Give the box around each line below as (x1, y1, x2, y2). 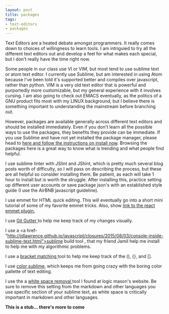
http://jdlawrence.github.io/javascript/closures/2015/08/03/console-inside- (7, 233, 164, 239)
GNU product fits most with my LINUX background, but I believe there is (5, 98, 155, 104)
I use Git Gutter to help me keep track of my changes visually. (5, 218, 133, 224)
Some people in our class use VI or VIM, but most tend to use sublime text (5, 66, 159, 72)
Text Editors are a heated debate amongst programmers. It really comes (5, 40, 155, 46)
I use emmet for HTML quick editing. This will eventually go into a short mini (5, 197, 163, 203)
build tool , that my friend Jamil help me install (64, 238, 160, 244)
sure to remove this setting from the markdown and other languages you (5, 284, 156, 290)
